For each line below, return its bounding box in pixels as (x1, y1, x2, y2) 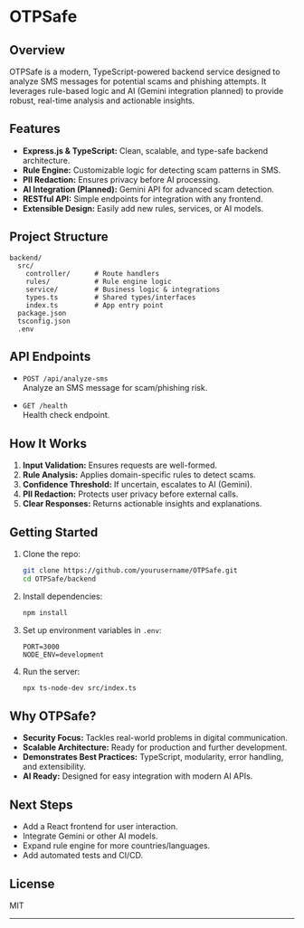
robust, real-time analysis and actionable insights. (9, 95, 195, 106)
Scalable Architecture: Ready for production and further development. (22, 742, 288, 753)
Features (9, 121, 61, 137)
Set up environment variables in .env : (22, 624, 162, 635)
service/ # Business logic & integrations (25, 285, 221, 294)
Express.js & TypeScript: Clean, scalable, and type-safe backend (22, 145, 269, 156)
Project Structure (9, 229, 109, 245)
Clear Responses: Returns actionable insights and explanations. (22, 498, 262, 509)
